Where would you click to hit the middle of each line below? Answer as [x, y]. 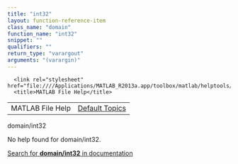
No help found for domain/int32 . [54, 139]
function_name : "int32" [42, 34]
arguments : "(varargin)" [44, 60]
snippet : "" [25, 40]
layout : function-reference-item [57, 21]
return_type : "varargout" [45, 54]
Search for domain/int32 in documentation [70, 153]
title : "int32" [30, 14]
